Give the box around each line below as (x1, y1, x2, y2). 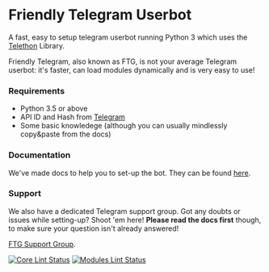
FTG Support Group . (8, 239, 76, 249)
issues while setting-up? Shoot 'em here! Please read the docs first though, (8, 215, 262, 224)
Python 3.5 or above (19, 103, 88, 114)
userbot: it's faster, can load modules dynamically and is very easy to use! (8, 65, 255, 74)
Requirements (8, 85, 65, 96)
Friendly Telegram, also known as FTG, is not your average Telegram (8, 56, 237, 66)
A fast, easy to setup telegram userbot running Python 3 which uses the (8, 32, 248, 42)
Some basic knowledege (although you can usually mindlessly (19, 121, 228, 131)
